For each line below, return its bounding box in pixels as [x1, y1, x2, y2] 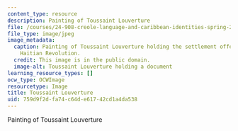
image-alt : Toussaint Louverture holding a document [13, 63, 173, 70]
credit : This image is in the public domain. [13, 57, 151, 64]
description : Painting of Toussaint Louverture [7, 17, 151, 24]
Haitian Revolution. [20, 50, 81, 57]
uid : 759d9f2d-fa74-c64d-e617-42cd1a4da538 [7, 96, 138, 103]
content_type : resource [7, 10, 78, 18]
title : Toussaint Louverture [7, 89, 93, 96]
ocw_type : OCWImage [7, 76, 65, 84]
